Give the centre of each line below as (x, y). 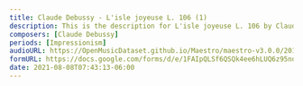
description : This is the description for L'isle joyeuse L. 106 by (141, 26)
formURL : (26, 59)
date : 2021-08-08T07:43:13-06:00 (72, 68)
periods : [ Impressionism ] (58, 43)
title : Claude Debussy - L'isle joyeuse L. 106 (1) (108, 17)
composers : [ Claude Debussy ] (64, 34)
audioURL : (28, 51)
